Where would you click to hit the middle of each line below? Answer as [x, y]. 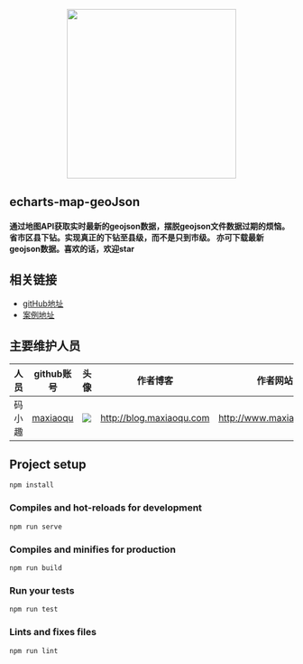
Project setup [48, 464]
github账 [53, 373]
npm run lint [34, 650]
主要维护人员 [45, 346]
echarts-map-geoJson [75, 202]
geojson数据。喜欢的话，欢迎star [72, 248]
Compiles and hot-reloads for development [106, 508]
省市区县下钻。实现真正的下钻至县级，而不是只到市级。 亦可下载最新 [137, 237]
